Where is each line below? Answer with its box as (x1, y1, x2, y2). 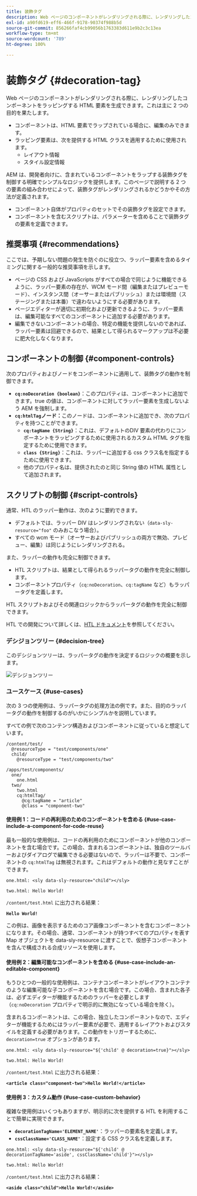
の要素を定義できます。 (14, 220, 72, 227)
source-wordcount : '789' (6, 36, 67, 42)
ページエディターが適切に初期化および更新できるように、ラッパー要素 (14, 305, 184, 312)
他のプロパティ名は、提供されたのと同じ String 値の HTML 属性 (23, 463, 176, 471)
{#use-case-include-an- (114, 958, 176, 966)
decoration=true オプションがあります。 (6, 1036, 103, 1043)
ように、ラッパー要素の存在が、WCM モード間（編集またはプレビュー (14, 283, 184, 290)
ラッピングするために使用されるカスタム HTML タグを (54, 434, 185, 442)
